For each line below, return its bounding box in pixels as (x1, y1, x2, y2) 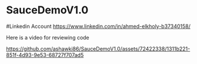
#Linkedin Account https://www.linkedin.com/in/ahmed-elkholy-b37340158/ (6, 23, 191, 30)
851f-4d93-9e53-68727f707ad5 (6, 51, 84, 58)
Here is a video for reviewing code (6, 34, 89, 41)
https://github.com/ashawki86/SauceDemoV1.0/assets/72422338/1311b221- (6, 45, 191, 52)
